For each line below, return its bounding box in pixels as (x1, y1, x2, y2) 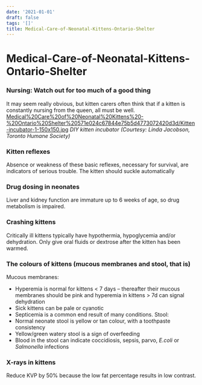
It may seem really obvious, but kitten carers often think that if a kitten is (6, 100, 186, 107)
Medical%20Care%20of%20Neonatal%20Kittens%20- (6, 113, 144, 120)
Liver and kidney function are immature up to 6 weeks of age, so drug (6, 196, 180, 203)
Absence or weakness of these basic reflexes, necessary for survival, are (6, 161, 189, 168)
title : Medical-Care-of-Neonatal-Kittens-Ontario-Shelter (6, 25, 155, 32)
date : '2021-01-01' (6, 8, 55, 15)
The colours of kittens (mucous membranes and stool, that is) (6, 260, 191, 268)
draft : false (6, 15, 39, 21)
